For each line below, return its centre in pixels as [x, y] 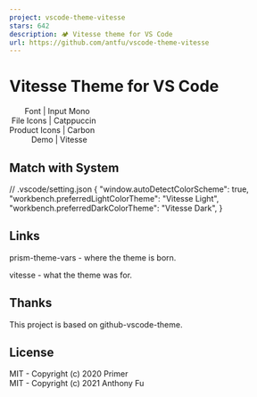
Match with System [64, 167]
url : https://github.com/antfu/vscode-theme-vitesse [109, 42]
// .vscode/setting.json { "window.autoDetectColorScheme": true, [129, 189]
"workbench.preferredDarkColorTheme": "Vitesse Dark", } [116, 208]
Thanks [31, 303]
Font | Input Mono [58, 112]
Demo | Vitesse [59, 140]
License [32, 353]
